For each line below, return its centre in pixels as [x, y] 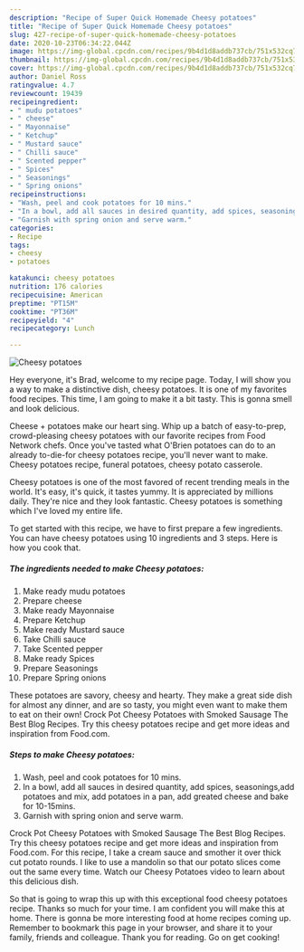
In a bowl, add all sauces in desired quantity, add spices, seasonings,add [158, 787]
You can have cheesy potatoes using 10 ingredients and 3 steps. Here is [144, 538]
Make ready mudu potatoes [74, 591]
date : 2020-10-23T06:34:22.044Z [70, 43]
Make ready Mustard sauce [73, 630]
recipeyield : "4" [42, 320]
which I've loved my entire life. [66, 511]
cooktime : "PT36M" [44, 312]
